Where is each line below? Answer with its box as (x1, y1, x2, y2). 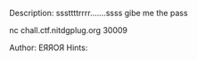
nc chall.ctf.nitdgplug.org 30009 (9, 25, 127, 35)
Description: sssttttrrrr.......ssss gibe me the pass (9, 8, 189, 18)
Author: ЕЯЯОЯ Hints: (9, 42, 88, 53)
